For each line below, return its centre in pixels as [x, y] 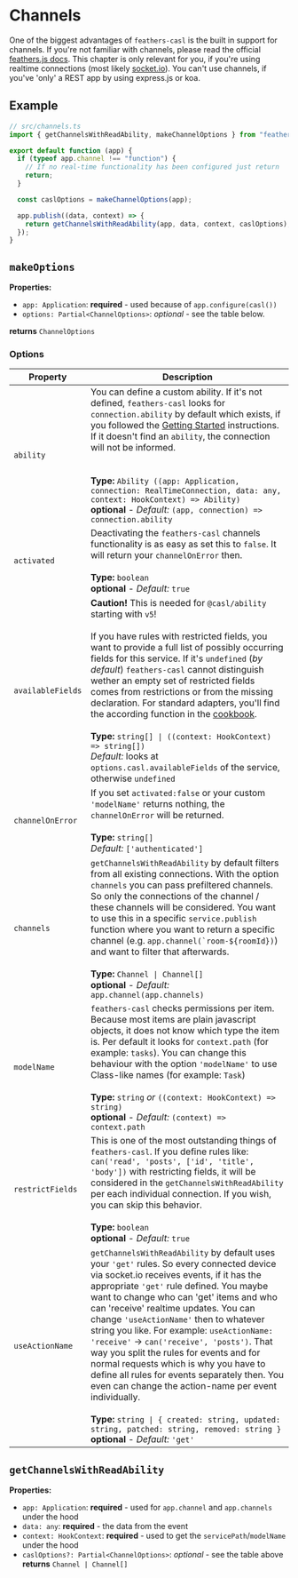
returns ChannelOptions [52, 331]
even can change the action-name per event [184, 1386]
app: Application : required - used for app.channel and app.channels [147, 1508]
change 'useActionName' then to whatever [177, 1319]
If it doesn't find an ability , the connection [180, 436]
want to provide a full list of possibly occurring [187, 648]
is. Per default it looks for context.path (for [179, 1042]
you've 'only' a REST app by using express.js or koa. [105, 77]
